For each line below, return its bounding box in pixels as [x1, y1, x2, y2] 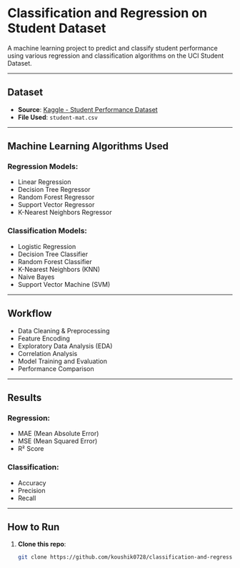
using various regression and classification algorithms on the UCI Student [7, 51, 224, 60]
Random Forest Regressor [17, 193, 95, 201]
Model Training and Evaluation [17, 357, 108, 365]
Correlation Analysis [17, 349, 78, 357]
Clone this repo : [17, 540, 66, 549]
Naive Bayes [17, 273, 55, 281]
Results [7, 391, 42, 404]
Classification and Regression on [7, 5, 208, 21]
